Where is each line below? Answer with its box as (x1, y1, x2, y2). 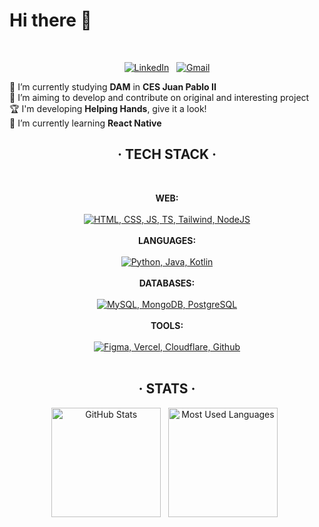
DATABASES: (138, 277, 196, 289)
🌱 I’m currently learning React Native (9, 117, 162, 129)
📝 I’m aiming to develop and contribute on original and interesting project (9, 91, 310, 103)
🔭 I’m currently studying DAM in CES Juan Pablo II (9, 80, 217, 93)
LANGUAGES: (137, 234, 197, 246)
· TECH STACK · (117, 146, 217, 163)
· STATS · (138, 380, 196, 398)
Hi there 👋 (9, 9, 92, 32)
